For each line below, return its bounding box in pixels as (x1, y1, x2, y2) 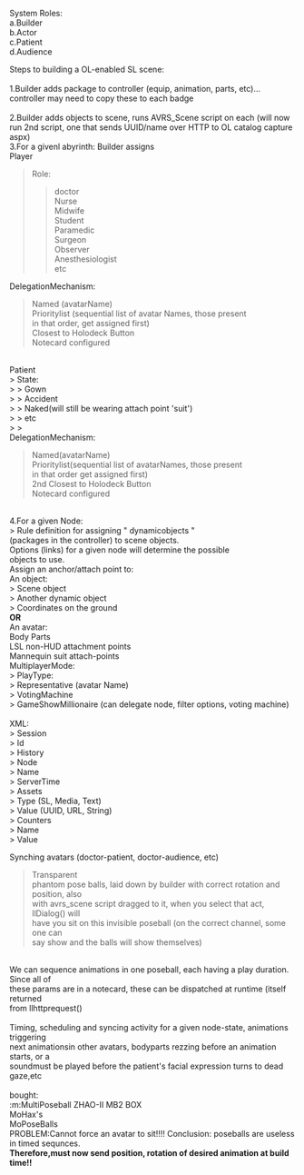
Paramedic (54, 224, 95, 235)
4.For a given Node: (9, 515, 83, 526)
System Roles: (9, 8, 64, 18)
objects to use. (9, 554, 65, 564)
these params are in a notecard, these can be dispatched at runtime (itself (9, 983, 287, 994)
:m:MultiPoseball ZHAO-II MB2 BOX (9, 1100, 142, 1110)
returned (9, 993, 43, 1003)
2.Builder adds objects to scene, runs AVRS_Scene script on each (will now (9, 113, 290, 123)
